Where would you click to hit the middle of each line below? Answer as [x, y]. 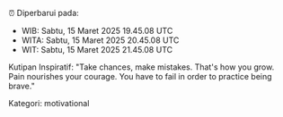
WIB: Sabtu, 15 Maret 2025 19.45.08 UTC [97, 31]
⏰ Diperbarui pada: [44, 13]
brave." [22, 86]
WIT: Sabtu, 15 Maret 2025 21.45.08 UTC [97, 50]
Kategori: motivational [49, 103]
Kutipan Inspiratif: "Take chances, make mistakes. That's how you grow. [141, 67]
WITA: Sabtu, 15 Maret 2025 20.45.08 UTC [100, 40]
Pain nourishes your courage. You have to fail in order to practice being [140, 76]
